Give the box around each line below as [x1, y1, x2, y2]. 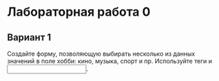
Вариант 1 [7, 32, 51, 43]
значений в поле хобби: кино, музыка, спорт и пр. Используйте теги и [7, 57, 212, 65]
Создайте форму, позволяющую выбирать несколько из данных [7, 49, 195, 58]
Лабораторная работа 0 [7, 4, 151, 20]
